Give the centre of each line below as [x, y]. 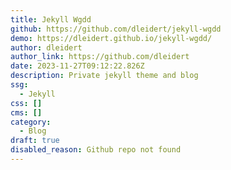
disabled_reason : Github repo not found [96, 150]
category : [31, 122]
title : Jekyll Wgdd [51, 19]
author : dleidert [46, 47]
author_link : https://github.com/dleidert [100, 57]
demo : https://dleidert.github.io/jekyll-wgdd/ [111, 38]
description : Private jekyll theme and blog [104, 76]
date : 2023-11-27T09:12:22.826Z [77, 66]
